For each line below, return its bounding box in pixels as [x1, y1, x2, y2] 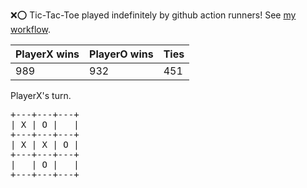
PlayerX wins [15, 47, 80, 61]
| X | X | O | [10, 139, 80, 150]
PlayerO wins [89, 47, 154, 61]
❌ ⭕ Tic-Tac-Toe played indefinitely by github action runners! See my [10, 9, 297, 21]
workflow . [10, 24, 51, 35]
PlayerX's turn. [10, 90, 72, 101]
